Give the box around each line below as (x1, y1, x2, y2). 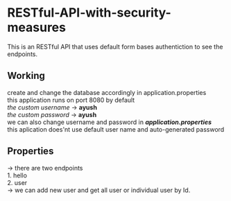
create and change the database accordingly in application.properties (7, 88, 207, 96)
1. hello (7, 171, 28, 180)
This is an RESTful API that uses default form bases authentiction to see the (7, 42, 223, 51)
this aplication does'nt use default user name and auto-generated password (7, 125, 225, 133)
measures (7, 19, 66, 35)
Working (7, 70, 45, 82)
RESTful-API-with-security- (7, 5, 171, 21)
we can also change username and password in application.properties (7, 118, 212, 126)
